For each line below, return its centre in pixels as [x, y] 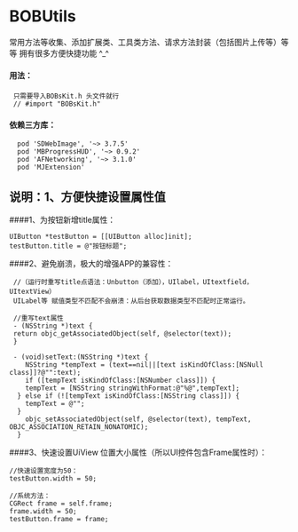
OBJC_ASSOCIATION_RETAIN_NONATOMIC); [79, 427]
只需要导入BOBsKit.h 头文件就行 [66, 96]
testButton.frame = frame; [59, 520]
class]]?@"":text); [45, 373]
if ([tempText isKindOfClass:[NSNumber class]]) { [121, 381]
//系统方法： [30, 496]
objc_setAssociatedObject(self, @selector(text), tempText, [138, 419]
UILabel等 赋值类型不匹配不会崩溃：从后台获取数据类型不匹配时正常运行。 [131, 301]
